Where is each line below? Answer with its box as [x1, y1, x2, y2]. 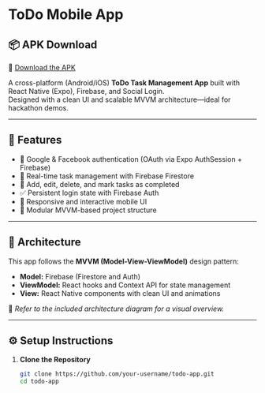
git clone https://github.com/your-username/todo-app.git [19, 370, 215, 378]
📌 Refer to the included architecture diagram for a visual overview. [8, 304, 225, 313]
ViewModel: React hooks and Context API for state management [19, 280, 231, 290]
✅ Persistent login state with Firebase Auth [19, 188, 159, 197]
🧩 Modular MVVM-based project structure [19, 205, 157, 215]
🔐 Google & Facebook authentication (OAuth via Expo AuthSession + [19, 154, 243, 163]
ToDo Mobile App [8, 6, 124, 24]
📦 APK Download [8, 38, 98, 51]
